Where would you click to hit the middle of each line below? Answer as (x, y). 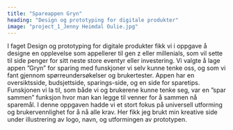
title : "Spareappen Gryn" (45, 13)
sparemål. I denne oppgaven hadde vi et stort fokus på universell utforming (115, 105)
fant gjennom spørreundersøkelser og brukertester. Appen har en (101, 75)
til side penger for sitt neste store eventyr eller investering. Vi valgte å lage (114, 61)
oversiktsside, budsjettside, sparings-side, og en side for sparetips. (104, 83)
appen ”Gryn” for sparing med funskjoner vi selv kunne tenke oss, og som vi (116, 68)
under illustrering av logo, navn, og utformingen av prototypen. (97, 120)
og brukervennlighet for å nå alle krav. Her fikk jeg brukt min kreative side (112, 112)
